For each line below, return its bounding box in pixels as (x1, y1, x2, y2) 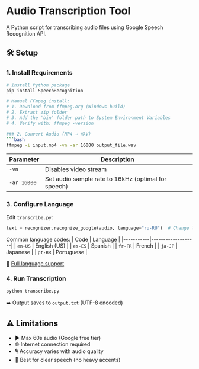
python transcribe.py (6, 288, 60, 294)
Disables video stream (44, 165, 107, 174)
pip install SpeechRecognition (6, 88, 84, 94)
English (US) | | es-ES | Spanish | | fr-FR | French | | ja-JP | (35, 242, 178, 249)
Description (100, 155, 134, 163)
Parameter (9, 155, 40, 163)
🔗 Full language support (6, 259, 65, 267)
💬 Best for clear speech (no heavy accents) (14, 356, 121, 363)
